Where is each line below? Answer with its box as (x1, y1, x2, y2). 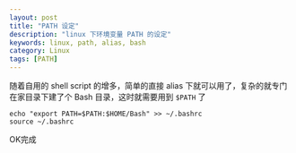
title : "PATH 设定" (9, 21, 80, 30)
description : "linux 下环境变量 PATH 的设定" (9, 30, 172, 38)
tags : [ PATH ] (9, 55, 58, 64)
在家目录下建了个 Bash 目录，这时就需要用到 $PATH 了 (9, 91, 206, 102)
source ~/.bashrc (9, 117, 74, 126)
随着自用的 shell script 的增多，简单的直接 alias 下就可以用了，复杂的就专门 (9, 81, 288, 90)
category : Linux (9, 47, 70, 55)
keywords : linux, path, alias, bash (9, 38, 146, 47)
